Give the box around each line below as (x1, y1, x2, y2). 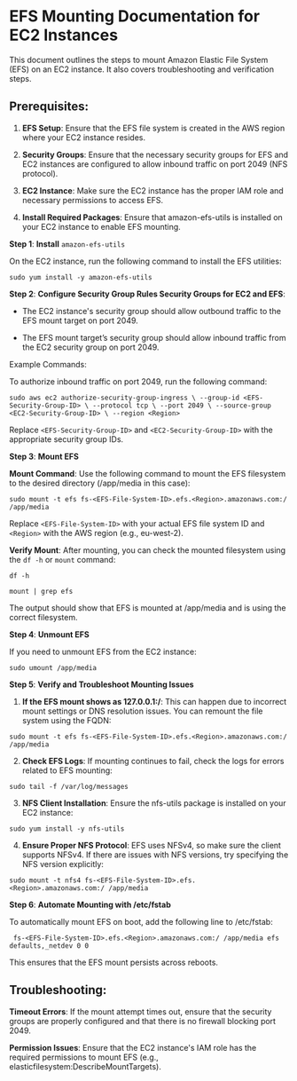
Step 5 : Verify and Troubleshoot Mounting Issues (9, 679, 194, 690)
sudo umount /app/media (9, 663, 98, 672)
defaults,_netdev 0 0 (9, 941, 90, 951)
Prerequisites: (9, 99, 89, 114)
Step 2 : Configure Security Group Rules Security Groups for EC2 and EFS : (9, 288, 286, 299)
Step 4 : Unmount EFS (9, 628, 90, 640)
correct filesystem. (9, 612, 78, 622)
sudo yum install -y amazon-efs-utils (9, 272, 152, 281)
